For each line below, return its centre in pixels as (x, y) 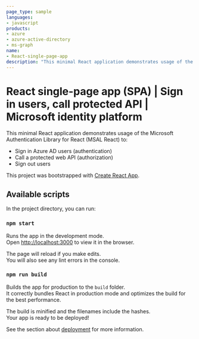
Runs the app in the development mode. (55, 236)
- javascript (22, 23)
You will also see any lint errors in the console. (63, 260)
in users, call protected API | (77, 104)
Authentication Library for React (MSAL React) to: (67, 140)
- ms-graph (20, 45)
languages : (20, 17)
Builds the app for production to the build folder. (66, 287)
